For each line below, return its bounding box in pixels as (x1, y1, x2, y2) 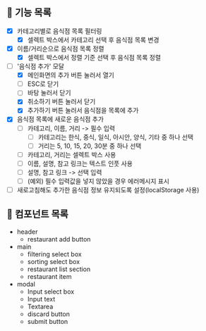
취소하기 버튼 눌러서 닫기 (27, 97, 96, 106)
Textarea (27, 302, 54, 311)
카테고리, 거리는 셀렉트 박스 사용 (27, 150, 116, 158)
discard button (27, 309, 71, 318)
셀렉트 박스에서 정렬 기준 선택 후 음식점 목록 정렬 (27, 54, 162, 61)
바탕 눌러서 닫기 (27, 89, 71, 97)
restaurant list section (27, 265, 91, 273)
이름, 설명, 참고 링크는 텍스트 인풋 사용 (27, 159, 133, 168)
